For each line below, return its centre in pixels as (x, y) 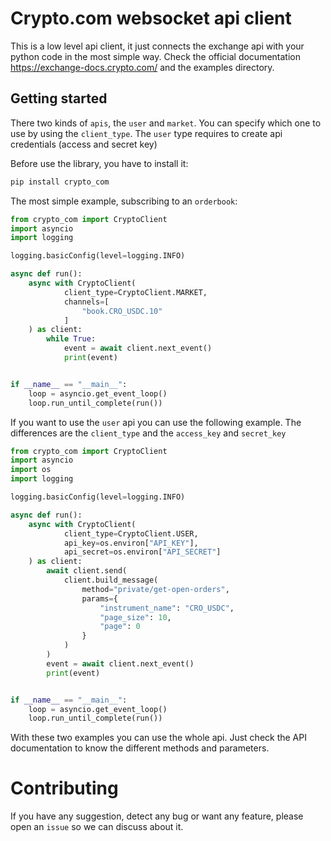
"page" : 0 (120, 627)
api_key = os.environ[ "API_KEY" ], (131, 543)
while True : (71, 339)
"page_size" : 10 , (135, 617)
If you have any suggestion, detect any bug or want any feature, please (157, 816)
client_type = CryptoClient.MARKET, (135, 292)
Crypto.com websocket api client (151, 18)
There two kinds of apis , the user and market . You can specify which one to (166, 123)
